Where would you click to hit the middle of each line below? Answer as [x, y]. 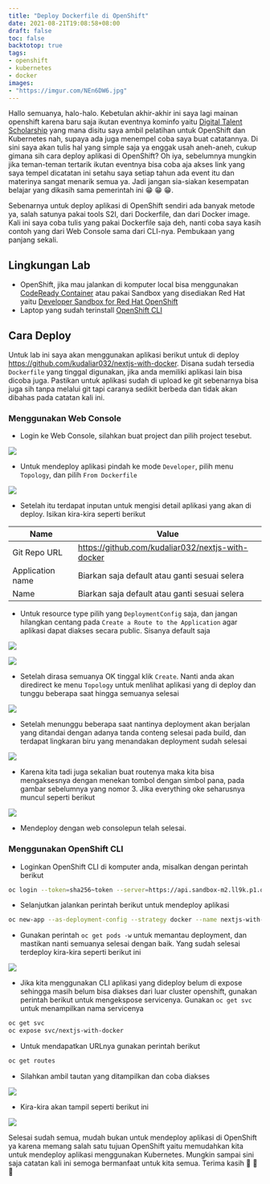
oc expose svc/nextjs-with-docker [66, 1031]
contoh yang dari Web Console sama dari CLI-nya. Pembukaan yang [122, 231]
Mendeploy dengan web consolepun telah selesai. [103, 828]
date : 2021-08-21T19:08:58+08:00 [64, 23]
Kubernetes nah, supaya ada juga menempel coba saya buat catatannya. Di [133, 139]
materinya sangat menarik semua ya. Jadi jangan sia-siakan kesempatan [129, 182]
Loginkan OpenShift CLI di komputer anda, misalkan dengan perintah [134, 866]
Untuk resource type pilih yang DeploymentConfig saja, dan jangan [129, 614]
